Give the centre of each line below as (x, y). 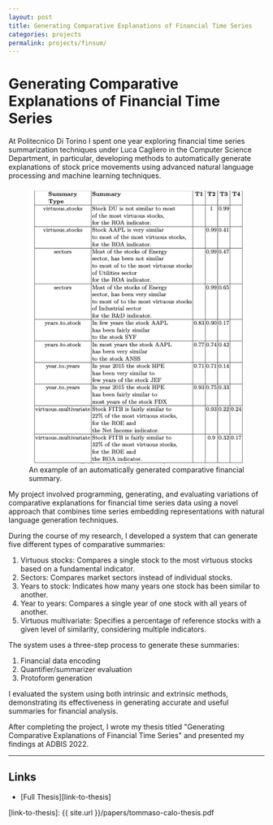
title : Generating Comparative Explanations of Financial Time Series (130, 26)
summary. (45, 479)
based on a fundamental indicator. (78, 569)
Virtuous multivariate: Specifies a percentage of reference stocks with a (141, 621)
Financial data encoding (60, 661)
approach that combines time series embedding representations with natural (136, 511)
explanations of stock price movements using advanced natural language (131, 167)
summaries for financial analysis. (63, 711)
